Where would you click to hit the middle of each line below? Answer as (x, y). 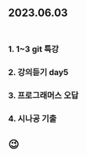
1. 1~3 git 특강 (34, 49)
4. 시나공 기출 (33, 119)
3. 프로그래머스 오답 (43, 95)
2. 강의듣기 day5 (38, 73)
